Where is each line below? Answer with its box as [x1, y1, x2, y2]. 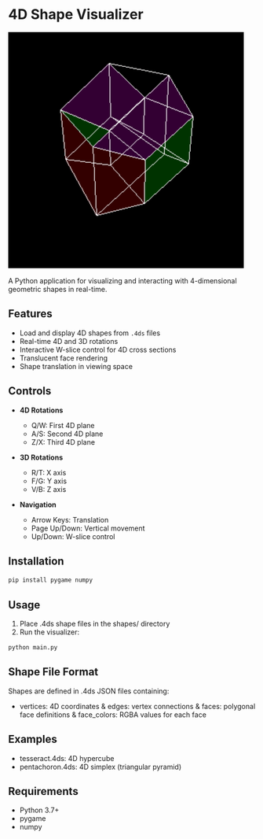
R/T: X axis [31, 468, 67, 477]
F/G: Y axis [31, 476, 68, 486]
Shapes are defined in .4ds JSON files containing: [8, 686, 170, 696]
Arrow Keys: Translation [31, 515, 109, 524]
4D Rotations [19, 405, 64, 415]
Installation [8, 554, 64, 567]
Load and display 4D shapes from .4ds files [19, 328, 161, 338]
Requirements [8, 785, 79, 798]
